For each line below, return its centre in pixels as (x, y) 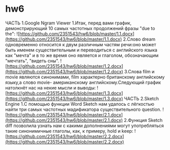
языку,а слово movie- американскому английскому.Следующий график (83, 82)
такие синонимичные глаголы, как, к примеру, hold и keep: (69, 131)
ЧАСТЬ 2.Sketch (141, 98)
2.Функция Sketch (143, 120)
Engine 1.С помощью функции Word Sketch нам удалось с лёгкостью (80, 104)
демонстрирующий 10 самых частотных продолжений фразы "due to (80, 28)
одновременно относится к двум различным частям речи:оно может (81, 44)
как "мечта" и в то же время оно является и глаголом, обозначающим (82, 55)
